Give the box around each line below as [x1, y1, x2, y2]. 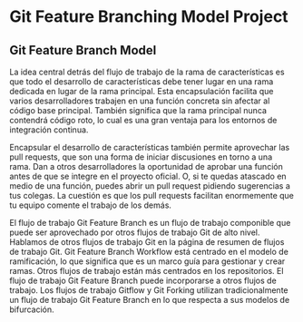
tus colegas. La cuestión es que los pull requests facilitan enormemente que [9, 190, 295, 200]
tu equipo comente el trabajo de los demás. [9, 200, 172, 210]
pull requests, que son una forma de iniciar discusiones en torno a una [9, 151, 273, 162]
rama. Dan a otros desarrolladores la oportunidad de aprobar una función [9, 161, 283, 171]
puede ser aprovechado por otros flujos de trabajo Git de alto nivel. [9, 227, 260, 238]
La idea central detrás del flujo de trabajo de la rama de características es [9, 66, 285, 77]
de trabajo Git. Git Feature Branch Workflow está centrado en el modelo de [9, 247, 288, 257]
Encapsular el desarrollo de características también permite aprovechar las [9, 142, 290, 152]
